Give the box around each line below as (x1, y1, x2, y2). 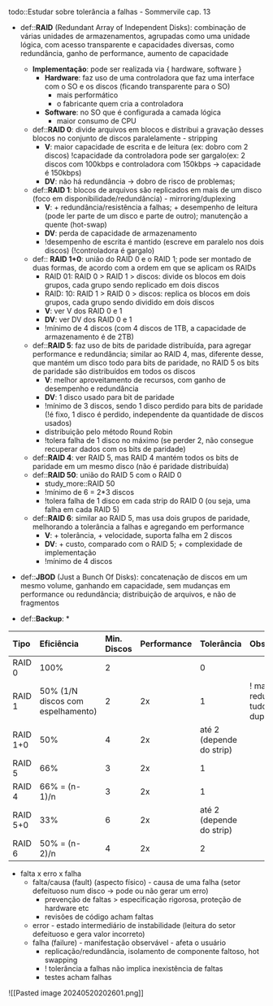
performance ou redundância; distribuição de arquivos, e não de (19, 589, 236, 599)
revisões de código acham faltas (44, 912, 154, 921)
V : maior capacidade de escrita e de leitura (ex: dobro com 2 (44, 142, 249, 151)
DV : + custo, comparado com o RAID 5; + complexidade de (44, 540, 243, 549)
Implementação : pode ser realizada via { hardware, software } (32, 64, 242, 74)
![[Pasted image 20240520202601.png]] (8, 988, 144, 998)
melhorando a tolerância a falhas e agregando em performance (32, 522, 245, 531)
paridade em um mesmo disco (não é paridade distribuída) (32, 462, 229, 470)
